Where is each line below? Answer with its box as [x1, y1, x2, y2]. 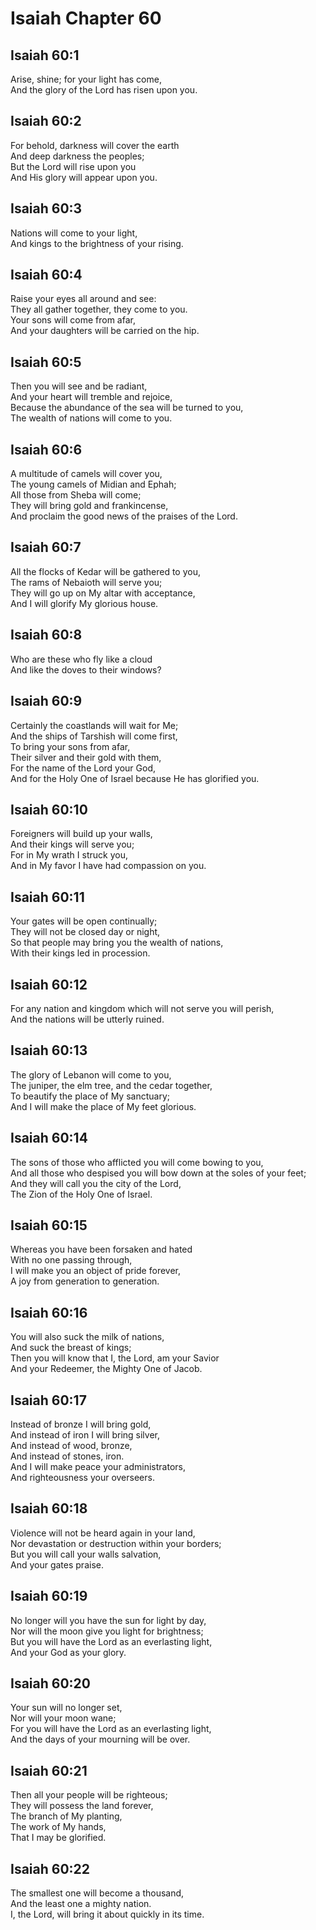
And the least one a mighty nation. [10, 1898, 152, 1910]
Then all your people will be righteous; [10, 1789, 168, 1801]
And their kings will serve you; [10, 838, 135, 851]
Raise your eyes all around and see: [10, 293, 157, 305]
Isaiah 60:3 [10, 200, 83, 217]
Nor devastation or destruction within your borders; [10, 1537, 222, 1549]
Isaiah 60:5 [10, 353, 82, 371]
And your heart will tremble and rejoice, [10, 391, 173, 403]
